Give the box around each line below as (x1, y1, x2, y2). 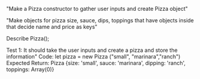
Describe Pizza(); (6, 35, 50, 42)
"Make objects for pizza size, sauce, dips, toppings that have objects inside (6, 17, 195, 24)
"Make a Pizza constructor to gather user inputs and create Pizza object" (6, 5, 189, 12)
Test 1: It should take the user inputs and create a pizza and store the (6, 46, 178, 54)
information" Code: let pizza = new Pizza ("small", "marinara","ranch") (6, 53, 181, 60)
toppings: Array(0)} (6, 66, 54, 73)
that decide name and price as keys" (6, 24, 98, 30)
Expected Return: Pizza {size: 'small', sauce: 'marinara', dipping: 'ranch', (6, 60, 186, 66)
